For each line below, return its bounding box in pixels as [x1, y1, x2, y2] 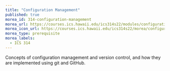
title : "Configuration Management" [5, 7, 80, 13]
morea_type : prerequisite [5, 31, 60, 36]
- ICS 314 [10, 41, 30, 46]
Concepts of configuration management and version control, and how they [5, 54, 161, 60]
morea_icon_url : [5, 26, 39, 31]
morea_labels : [5, 36, 35, 41]
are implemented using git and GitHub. [5, 59, 86, 66]
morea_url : [5, 21, 28, 27]
